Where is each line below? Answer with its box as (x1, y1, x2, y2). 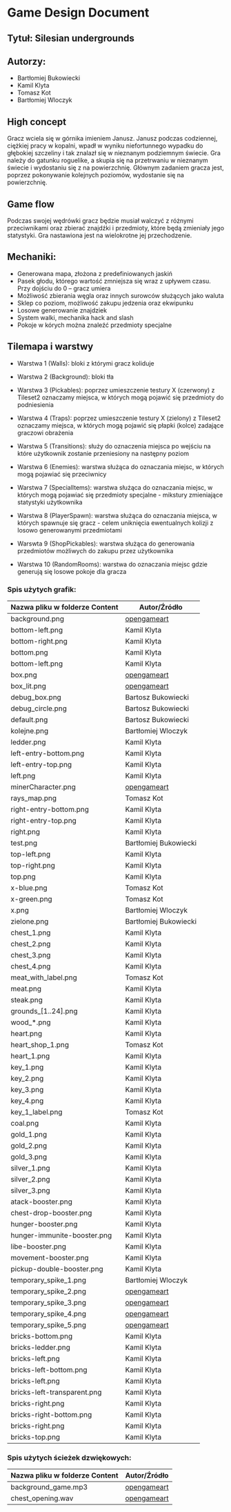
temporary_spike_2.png (10, 1286, 87, 1296)
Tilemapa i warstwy (7, 341, 94, 352)
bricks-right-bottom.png (10, 1409, 92, 1419)
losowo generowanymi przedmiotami (17, 526, 123, 534)
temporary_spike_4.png (10, 1309, 87, 1318)
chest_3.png (10, 950, 51, 959)
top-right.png (10, 860, 55, 870)
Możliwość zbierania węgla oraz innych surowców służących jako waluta (17, 291, 224, 299)
